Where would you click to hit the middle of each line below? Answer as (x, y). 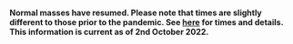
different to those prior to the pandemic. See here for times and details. (146, 22)
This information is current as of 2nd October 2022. (109, 31)
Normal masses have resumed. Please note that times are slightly (136, 13)
